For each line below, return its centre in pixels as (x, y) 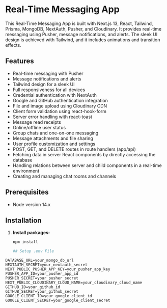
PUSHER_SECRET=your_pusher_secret (42, 278)
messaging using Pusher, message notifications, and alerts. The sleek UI (81, 34)
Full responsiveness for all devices (49, 90)
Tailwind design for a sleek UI (44, 84)
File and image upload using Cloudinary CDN (60, 106)
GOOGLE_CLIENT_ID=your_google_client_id (49, 296)
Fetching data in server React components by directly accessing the (84, 154)
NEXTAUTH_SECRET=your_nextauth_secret (46, 265)
